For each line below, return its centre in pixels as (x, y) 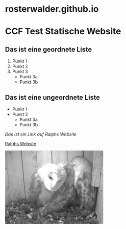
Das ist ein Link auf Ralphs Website (41, 134)
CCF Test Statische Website (63, 32)
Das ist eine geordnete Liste (49, 49)
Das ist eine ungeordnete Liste (52, 97)
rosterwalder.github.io (52, 9)
